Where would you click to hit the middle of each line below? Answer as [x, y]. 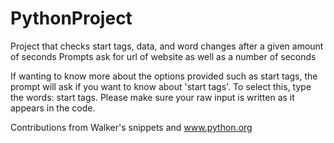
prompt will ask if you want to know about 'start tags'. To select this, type [161, 86]
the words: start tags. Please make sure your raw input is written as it [152, 97]
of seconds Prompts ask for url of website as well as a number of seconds [163, 56]
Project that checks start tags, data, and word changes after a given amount [167, 46]
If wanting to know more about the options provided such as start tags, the [164, 76]
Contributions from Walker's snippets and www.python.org [131, 127]
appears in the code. [53, 108]
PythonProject [71, 18]
